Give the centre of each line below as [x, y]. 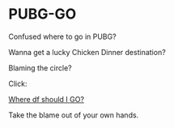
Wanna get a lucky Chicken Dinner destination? [87, 52]
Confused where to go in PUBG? [62, 36]
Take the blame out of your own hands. [74, 115]
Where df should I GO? [47, 99]
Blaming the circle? [40, 68]
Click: [18, 83]
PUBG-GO [42, 14]
